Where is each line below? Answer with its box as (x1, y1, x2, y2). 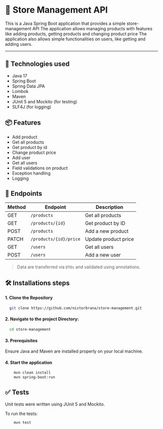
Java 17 (12, 73, 28, 78)
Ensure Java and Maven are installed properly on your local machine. (5, 348, 143, 354)
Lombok (12, 88, 29, 94)
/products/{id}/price (31, 236, 81, 242)
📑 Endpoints (5, 189, 43, 198)
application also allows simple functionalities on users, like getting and (5, 36, 146, 42)
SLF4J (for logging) (12, 104, 51, 110)
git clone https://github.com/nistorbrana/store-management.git (9, 305, 142, 311)
